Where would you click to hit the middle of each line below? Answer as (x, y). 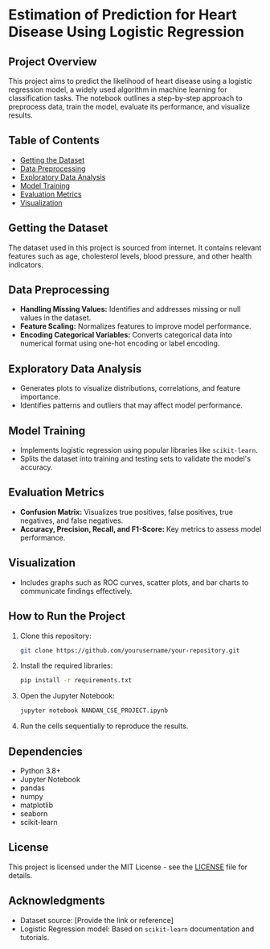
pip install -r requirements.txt (76, 681)
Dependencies (45, 751)
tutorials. (35, 937)
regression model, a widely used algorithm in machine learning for (118, 89)
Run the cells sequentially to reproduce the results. (104, 726)
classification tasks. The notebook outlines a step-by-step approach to (125, 98)
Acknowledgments (57, 901)
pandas (33, 788)
